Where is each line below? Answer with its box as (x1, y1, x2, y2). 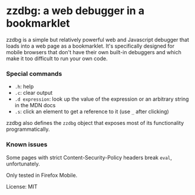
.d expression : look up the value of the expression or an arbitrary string (14, 95, 189, 103)
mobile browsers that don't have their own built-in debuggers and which (6, 48, 181, 55)
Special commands (6, 70, 62, 78)
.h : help (14, 83, 34, 90)
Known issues (6, 140, 48, 148)
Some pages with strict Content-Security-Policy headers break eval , (6, 154, 173, 161)
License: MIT (6, 183, 38, 190)
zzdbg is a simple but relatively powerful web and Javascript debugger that (6, 36, 190, 43)
